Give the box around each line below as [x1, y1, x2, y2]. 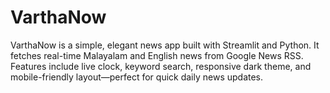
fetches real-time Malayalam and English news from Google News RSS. [10, 49, 304, 61]
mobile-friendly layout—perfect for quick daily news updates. [10, 71, 264, 83]
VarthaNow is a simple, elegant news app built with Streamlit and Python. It [10, 39, 320, 51]
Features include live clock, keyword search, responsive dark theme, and [10, 60, 312, 72]
